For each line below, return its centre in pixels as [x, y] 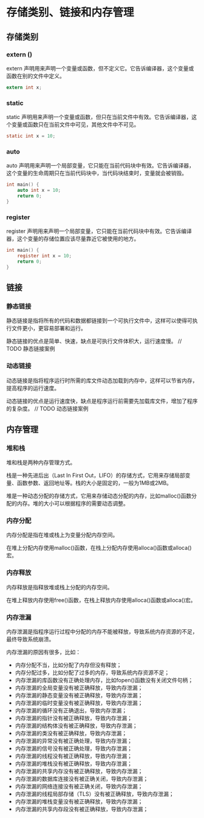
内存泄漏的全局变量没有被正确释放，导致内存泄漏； [79, 688]
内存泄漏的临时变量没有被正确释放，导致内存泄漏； [79, 703]
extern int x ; [24, 87]
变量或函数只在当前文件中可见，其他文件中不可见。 [75, 124]
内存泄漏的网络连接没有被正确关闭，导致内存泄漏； [79, 786]
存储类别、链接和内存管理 [70, 12]
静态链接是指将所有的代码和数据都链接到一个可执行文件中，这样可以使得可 [99, 321]
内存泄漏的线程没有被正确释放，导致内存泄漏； [73, 756]
